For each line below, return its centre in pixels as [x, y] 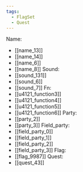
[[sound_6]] [28, 82]
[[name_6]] [28, 63]
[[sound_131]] [30, 75]
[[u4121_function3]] [38, 94]
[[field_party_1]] [33, 138]
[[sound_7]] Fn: [33, 88]
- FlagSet [23, 17]
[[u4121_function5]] [38, 107]
